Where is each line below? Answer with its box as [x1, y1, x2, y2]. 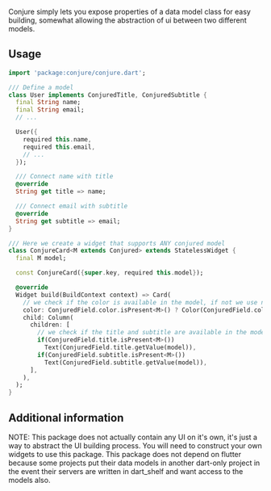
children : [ [29, 321, 70, 329]
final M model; [15, 254, 67, 262]
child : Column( [23, 313, 74, 321]
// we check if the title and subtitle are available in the [37, 329, 248, 337]
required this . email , [23, 143, 95, 151]
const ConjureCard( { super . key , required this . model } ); [15, 269, 204, 277]
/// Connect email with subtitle [15, 202, 128, 211]
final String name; [15, 99, 81, 107]
